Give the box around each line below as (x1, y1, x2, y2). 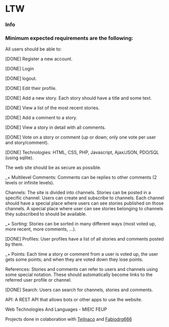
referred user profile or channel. (5, 277, 72, 283)
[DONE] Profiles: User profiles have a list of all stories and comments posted (5, 236, 164, 242)
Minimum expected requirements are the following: (5, 35, 134, 42)
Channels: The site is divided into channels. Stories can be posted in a (5, 190, 151, 196)
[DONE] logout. (5, 75, 37, 81)
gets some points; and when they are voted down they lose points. (5, 256, 144, 263)
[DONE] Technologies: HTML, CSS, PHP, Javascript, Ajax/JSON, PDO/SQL (5, 150, 159, 156)
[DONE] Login (5, 66, 34, 72)
